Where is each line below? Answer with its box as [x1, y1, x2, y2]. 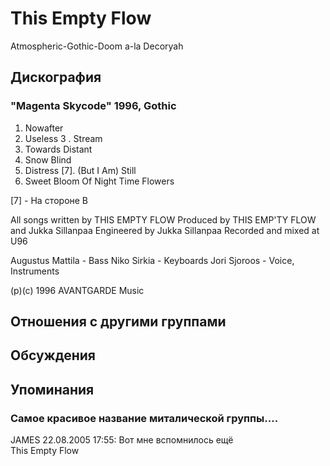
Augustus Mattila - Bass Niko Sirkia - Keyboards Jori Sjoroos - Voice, [10, 254, 295, 266]
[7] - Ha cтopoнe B [10, 194, 89, 206]
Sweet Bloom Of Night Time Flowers [24, 175, 175, 187]
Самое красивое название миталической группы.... [10, 411, 279, 425]
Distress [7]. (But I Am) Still [24, 164, 137, 176]
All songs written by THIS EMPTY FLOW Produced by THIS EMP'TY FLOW [10, 213, 317, 226]
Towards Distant [24, 143, 93, 155]
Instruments [10, 265, 60, 277]
